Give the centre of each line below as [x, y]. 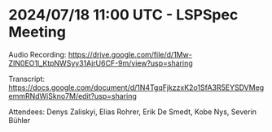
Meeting [37, 32]
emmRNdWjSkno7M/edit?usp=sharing [72, 96]
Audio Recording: [37, 54]
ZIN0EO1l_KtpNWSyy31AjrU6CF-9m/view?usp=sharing [101, 63]
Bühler [20, 120]
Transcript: [27, 79]
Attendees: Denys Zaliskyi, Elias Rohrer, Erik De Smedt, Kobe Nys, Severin [133, 112]
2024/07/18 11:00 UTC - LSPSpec [123, 15]
